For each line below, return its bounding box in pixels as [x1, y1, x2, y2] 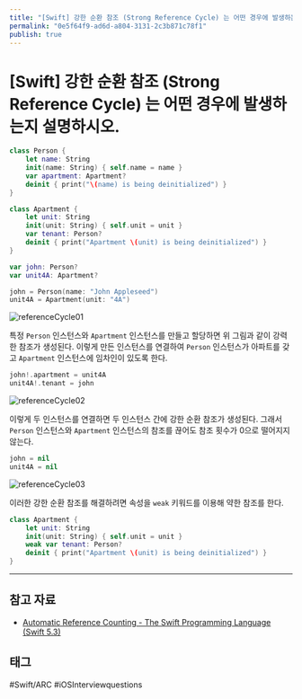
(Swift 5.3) [22, 626, 61, 637]
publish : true [9, 30, 63, 39]
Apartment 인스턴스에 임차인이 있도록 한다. [18, 352, 168, 364]
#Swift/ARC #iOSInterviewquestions [9, 679, 143, 690]
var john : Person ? [9, 262, 78, 271]
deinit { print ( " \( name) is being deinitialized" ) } [25, 180, 227, 189]
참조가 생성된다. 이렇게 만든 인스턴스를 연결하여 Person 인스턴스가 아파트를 [18, 341, 280, 352]
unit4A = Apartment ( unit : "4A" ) [9, 296, 130, 305]
